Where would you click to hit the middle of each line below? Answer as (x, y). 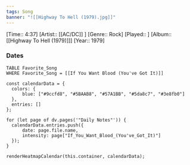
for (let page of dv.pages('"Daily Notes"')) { (66, 120)
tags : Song (20, 12)
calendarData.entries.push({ (48, 125)
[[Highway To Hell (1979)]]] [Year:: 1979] (56, 40)
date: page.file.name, (50, 130)
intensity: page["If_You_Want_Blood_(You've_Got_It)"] (91, 135)
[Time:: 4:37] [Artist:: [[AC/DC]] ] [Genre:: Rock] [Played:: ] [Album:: (89, 34)
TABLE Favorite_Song (32, 68)
